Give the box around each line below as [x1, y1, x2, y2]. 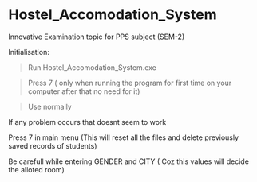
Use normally [27, 102, 72, 111]
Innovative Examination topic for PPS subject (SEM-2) [8, 32, 185, 41]
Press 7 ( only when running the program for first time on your [27, 78, 232, 87]
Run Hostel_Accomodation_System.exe [27, 62, 157, 72]
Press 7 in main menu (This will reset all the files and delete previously [8, 133, 239, 142]
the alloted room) [8, 165, 65, 174]
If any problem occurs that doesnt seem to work [8, 117, 167, 126]
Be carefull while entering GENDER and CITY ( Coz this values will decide [8, 157, 250, 166]
